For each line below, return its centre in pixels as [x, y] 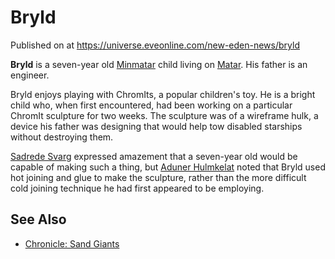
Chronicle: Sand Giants [72, 243]
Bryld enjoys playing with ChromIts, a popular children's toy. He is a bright [163, 94]
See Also [38, 219]
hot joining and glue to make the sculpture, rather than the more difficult [158, 177]
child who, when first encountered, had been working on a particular [151, 105]
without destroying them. [62, 137]
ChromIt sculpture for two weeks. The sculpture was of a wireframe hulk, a [164, 115]
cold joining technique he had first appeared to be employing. [137, 188]
